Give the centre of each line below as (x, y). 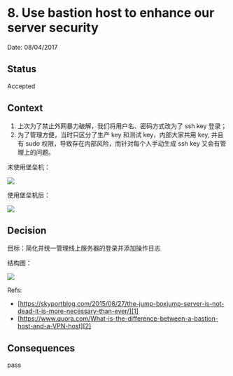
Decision (27, 230)
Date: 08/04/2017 (33, 47)
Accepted (21, 86)
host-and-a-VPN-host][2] (54, 326)
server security (53, 28)
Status (22, 69)
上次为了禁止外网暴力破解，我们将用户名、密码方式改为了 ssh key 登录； (122, 126)
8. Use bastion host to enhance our (111, 13)
